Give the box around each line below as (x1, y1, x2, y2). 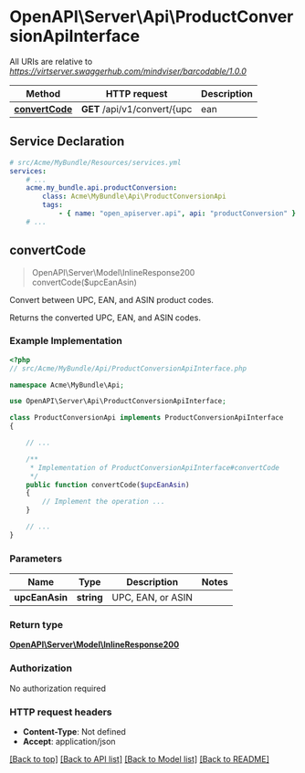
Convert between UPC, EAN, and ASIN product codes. (9, 294, 215, 305)
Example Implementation (9, 335, 123, 348)
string (76, 591, 103, 604)
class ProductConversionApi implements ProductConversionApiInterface (9, 413, 284, 423)
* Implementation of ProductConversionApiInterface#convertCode (29, 463, 280, 472)
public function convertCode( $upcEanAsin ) (26, 480, 190, 489)
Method (26, 87, 61, 99)
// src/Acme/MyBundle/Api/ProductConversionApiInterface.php (9, 363, 247, 373)
